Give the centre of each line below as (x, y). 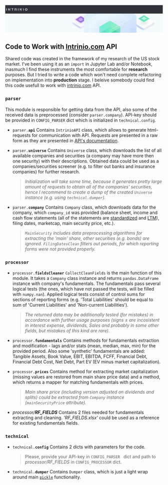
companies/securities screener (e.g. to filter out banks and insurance (83, 166)
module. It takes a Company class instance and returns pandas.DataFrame (85, 278)
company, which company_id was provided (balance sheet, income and (85, 212)
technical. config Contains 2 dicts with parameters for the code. (79, 447)
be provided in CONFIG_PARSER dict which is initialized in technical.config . (81, 120)
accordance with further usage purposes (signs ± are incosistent (92, 320)
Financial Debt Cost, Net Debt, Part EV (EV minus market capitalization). (86, 362)
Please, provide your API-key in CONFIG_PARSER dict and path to (90, 457)
